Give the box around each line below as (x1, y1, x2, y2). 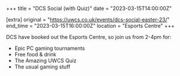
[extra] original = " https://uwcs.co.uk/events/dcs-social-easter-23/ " (6, 16, 170, 23)
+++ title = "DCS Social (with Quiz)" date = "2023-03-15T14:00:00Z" (6, 5, 172, 12)
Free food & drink (14, 51, 57, 57)
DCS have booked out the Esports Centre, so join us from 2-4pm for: (6, 34, 171, 40)
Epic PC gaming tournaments (14, 45, 85, 52)
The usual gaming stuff (14, 63, 71, 70)
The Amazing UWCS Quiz (14, 57, 77, 64)
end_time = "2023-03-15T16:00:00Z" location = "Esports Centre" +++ (6, 23, 175, 29)
